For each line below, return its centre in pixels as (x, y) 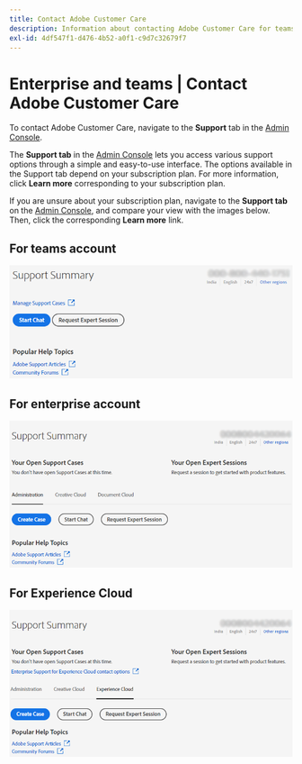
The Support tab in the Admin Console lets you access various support (141, 155)
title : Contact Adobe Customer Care (78, 19)
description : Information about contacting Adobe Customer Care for (140, 28)
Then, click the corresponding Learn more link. (97, 220)
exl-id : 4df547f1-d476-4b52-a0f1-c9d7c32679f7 (98, 38)
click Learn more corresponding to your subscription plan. (118, 184)
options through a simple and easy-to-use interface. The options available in (151, 164)
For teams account (63, 248)
